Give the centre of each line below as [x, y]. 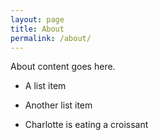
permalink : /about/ [51, 38]
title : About [37, 29]
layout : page [37, 19]
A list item [45, 86]
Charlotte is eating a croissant [86, 125]
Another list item [58, 105]
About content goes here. [63, 67]
